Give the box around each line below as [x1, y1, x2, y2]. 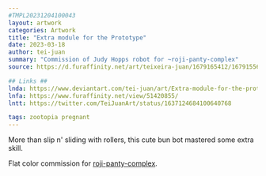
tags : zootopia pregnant [8, 114, 90, 122]
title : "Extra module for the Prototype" [8, 33, 147, 42]
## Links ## [8, 77, 47, 85]
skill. [8, 144, 24, 153]
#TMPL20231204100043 [8, 11, 77, 20]
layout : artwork [8, 19, 62, 27]
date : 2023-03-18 [8, 41, 66, 49]
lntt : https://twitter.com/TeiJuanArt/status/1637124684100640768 [8, 99, 232, 107]
